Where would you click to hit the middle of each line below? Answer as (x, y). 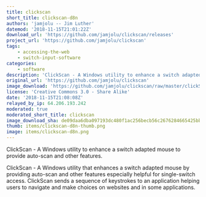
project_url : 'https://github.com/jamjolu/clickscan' (77, 41)
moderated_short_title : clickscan (51, 115)
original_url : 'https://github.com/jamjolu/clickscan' (78, 80)
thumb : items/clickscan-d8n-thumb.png (56, 126)
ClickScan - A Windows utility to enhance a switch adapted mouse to (93, 149)
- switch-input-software (49, 58)
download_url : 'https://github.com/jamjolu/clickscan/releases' (90, 35)
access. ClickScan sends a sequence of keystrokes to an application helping (103, 181)
